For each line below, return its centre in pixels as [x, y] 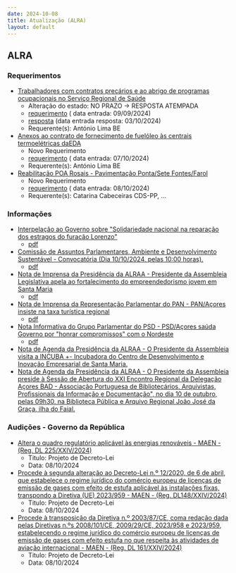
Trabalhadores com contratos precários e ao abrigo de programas [113, 91]
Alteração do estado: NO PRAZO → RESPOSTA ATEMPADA [113, 106]
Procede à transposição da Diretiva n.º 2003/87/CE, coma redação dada [123, 517]
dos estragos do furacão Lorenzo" [67, 237]
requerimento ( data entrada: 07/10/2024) [88, 159]
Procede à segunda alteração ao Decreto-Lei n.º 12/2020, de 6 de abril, [121, 472]
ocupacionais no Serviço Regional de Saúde [81, 99]
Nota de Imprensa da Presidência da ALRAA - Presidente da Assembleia [122, 274]
